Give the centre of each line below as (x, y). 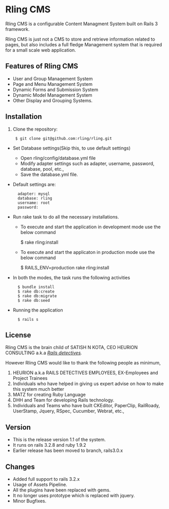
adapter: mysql (34, 194)
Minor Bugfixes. (30, 501)
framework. (17, 29)
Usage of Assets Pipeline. (40, 485)
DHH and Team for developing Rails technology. (63, 400)
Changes (20, 467)
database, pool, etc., (42, 169)
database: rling (35, 198)
